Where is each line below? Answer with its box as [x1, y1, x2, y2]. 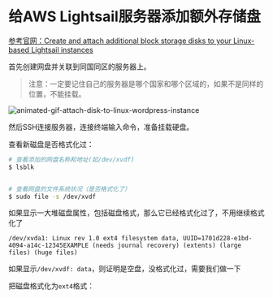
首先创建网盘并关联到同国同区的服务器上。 [8, 62, 151, 71]
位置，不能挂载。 [28, 89, 86, 98]
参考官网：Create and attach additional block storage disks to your [8, 36, 232, 45]
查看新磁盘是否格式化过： [8, 139, 94, 149]
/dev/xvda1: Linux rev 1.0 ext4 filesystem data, [8, 235, 180, 243]
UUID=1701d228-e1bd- [182, 235, 253, 243]
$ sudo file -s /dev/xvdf [8, 192, 96, 201]
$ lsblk [8, 163, 35, 171]
